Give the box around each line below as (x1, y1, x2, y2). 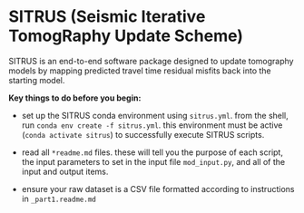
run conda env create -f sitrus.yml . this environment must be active (21, 120, 283, 131)
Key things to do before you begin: (8, 92, 142, 103)
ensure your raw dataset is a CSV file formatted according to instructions (21, 183, 295, 194)
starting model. (8, 74, 65, 85)
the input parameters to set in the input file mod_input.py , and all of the (21, 156, 286, 167)
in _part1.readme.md (21, 193, 96, 204)
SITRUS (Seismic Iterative (8, 6, 206, 27)
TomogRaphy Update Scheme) (8, 25, 244, 46)
